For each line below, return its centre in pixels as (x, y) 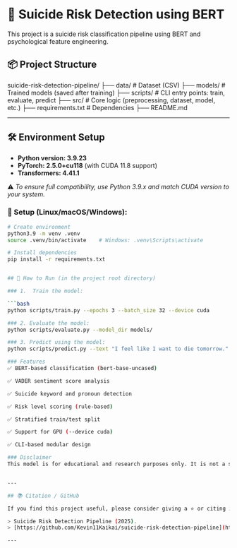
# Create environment (39, 227)
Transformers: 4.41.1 (48, 173)
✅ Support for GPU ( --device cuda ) (60, 432)
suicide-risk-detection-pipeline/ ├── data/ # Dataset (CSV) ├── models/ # (116, 85)
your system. (26, 194)
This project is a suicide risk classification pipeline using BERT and (104, 34)
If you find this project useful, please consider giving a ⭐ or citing (117, 508)
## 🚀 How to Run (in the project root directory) (82, 278)
